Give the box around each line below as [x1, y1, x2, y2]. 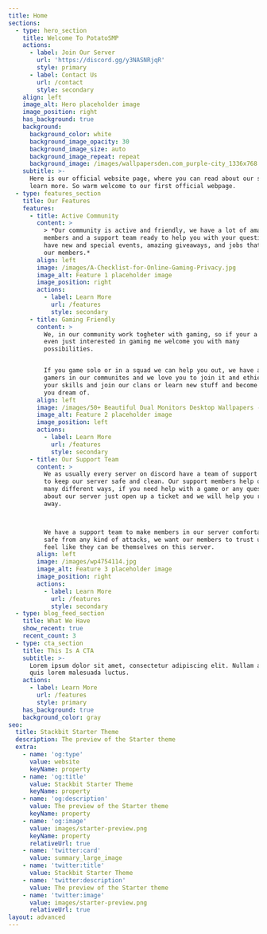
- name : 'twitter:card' [22, 846, 102, 855]
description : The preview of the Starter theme [15, 736, 176, 744]
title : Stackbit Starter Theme [15, 728, 119, 736]
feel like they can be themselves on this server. [43, 543, 215, 551]
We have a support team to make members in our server [43, 528, 229, 536]
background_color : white [29, 130, 112, 138]
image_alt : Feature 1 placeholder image [37, 271, 172, 279]
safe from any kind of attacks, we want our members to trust [43, 536, 254, 544]
